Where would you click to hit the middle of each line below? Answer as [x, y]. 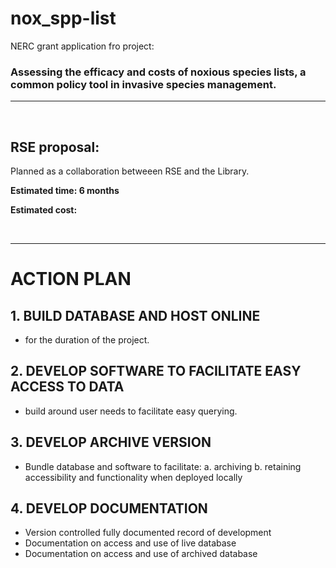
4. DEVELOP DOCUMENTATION [109, 508]
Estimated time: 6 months [65, 191]
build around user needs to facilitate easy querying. [131, 411]
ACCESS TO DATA [67, 387]
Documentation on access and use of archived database [141, 554]
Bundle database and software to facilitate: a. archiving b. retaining [163, 466]
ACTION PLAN [71, 279]
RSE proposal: [55, 147]
